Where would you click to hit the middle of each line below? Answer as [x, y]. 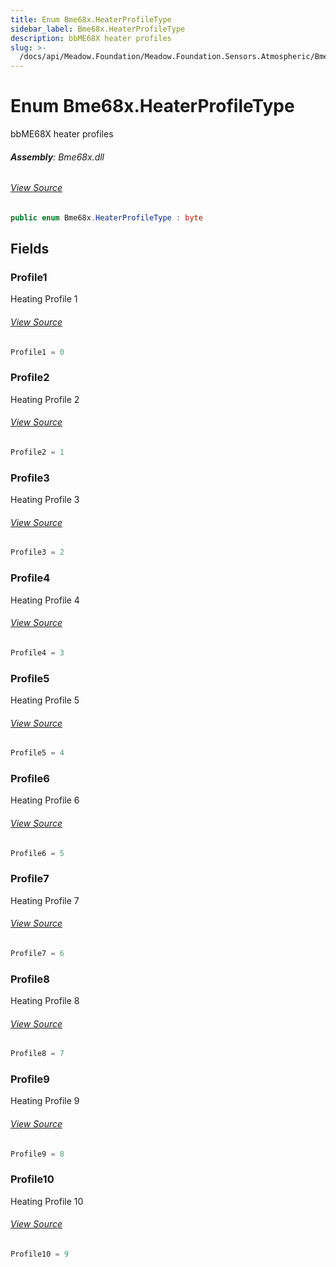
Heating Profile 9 [45, 1101]
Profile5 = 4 [37, 753]
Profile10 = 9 [40, 1254]
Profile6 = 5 [37, 853]
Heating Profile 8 [45, 1001]
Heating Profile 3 [45, 500]
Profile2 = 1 [37, 452]
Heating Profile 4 [45, 600]
